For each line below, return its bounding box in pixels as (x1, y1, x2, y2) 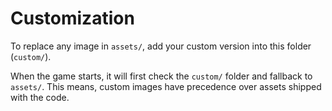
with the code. (10, 91, 70, 103)
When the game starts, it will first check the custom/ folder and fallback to (10, 70, 313, 82)
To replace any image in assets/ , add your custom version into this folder (10, 40, 312, 52)
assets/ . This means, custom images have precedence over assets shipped (10, 80, 322, 92)
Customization (10, 7, 135, 30)
